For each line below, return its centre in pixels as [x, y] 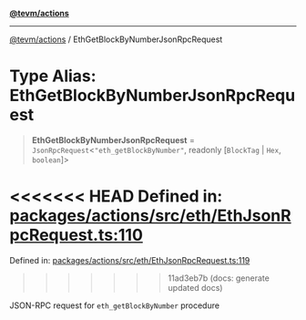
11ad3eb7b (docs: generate [219, 278]
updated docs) [195, 287]
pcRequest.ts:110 [76, 235]
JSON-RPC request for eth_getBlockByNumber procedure [115, 305]
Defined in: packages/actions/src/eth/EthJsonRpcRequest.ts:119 [130, 260]
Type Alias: [53, 76]
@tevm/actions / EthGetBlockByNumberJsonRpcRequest [116, 39]
